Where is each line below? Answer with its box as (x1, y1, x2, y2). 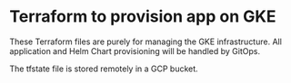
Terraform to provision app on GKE (9, 6, 276, 27)
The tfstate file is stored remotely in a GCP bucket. (9, 63, 198, 74)
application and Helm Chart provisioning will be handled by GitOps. (9, 45, 261, 56)
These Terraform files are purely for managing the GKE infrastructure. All (9, 36, 282, 47)
